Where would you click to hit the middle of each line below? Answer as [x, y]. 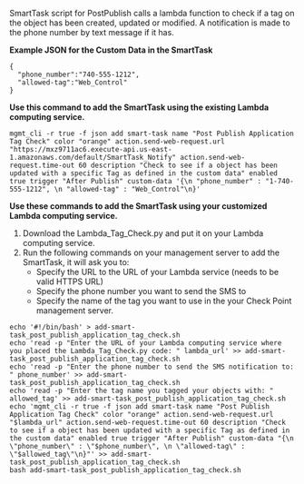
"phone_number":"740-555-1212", [79, 74]
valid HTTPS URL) [70, 282]
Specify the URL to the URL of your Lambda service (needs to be [157, 272]
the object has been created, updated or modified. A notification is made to [150, 23]
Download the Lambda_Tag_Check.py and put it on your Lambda [143, 233]
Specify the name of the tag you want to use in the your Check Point [164, 301]
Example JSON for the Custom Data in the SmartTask [111, 50]
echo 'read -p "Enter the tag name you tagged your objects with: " [142, 390]
